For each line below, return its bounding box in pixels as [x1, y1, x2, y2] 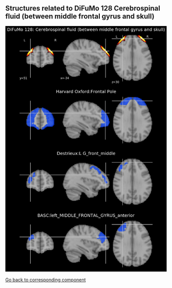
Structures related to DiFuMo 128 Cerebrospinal [5, 4, 160, 13]
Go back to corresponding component [5, 277, 86, 283]
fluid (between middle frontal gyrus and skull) [5, 12, 155, 21]
